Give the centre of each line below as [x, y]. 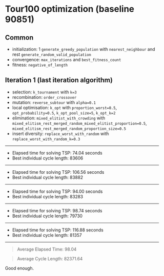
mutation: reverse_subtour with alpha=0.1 [54, 102]
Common [19, 37]
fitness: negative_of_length [40, 65]
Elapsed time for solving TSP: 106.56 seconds [58, 172]
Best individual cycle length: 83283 [48, 196]
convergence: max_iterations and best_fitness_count [66, 59]
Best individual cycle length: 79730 [47, 216]
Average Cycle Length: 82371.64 [50, 258]
